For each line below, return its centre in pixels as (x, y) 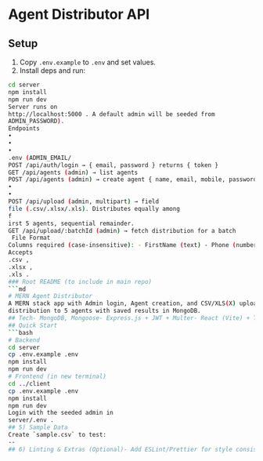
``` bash (21, 332)
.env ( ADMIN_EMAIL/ (40, 158)
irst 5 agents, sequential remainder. (71, 223)
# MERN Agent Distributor (50, 296)
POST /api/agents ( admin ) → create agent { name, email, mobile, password (133, 180)
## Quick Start (33, 325)
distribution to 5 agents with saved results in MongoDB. (104, 311)
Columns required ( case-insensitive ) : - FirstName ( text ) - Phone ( (122, 245)
